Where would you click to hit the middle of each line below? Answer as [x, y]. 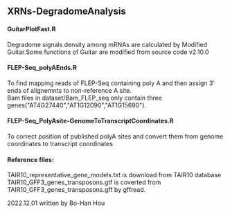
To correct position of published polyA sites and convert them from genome [115, 136]
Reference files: [30, 159]
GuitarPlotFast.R [32, 29]
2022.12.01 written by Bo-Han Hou [56, 203]
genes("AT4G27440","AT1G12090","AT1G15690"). [77, 105]
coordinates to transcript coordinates [60, 144]
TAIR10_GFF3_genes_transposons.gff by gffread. [77, 190]
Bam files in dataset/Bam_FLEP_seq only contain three [85, 98]
